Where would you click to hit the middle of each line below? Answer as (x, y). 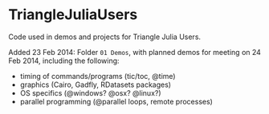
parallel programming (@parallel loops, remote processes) (116, 101)
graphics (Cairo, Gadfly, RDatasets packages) (95, 85)
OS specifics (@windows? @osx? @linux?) (91, 92)
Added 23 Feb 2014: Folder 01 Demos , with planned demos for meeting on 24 (134, 52)
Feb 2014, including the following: (64, 61)
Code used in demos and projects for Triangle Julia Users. (105, 37)
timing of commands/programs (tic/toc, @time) (98, 76)
